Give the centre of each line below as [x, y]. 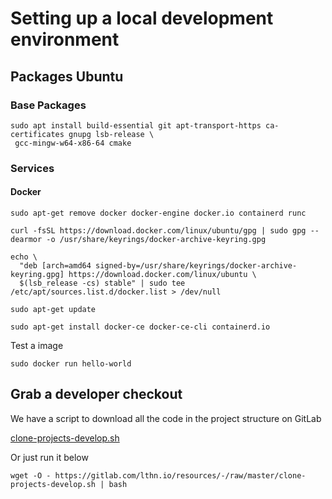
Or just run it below [49, 457]
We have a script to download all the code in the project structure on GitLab [166, 418]
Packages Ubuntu [67, 76]
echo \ [24, 257]
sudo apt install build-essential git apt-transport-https [136, 125]
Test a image [37, 345]
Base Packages [48, 105]
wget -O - [31, 475]
